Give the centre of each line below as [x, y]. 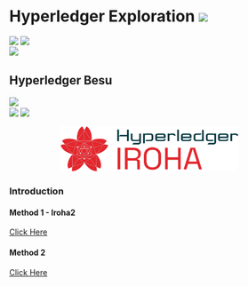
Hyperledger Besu [61, 80]
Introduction [36, 191]
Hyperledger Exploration [102, 16]
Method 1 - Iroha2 [42, 212]
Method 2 [28, 253]
